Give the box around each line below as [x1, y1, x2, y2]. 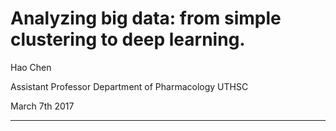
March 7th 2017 [10, 100, 75, 112]
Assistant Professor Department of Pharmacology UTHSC [10, 80, 249, 92]
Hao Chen [10, 61, 52, 73]
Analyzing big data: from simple [10, 7, 282, 30]
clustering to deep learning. [10, 28, 246, 51]
